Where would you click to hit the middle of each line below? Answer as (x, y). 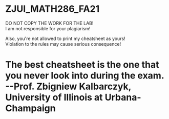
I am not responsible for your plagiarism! (48, 28)
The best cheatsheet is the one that (82, 65)
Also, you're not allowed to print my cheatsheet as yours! (65, 38)
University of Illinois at (54, 97)
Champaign (30, 108)
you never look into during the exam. (85, 76)
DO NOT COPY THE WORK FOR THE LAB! (49, 23)
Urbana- (123, 97)
